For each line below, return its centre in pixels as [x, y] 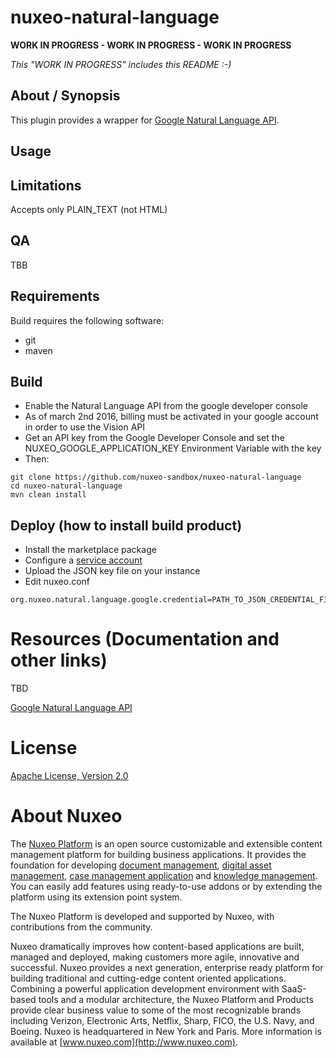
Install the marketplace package [90, 550]
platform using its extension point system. [96, 897]
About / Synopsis [65, 96]
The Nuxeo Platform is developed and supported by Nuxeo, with [142, 917]
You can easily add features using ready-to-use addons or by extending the [166, 887]
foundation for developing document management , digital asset [141, 865]
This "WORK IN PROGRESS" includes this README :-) [121, 64]
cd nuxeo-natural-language [66, 486]
